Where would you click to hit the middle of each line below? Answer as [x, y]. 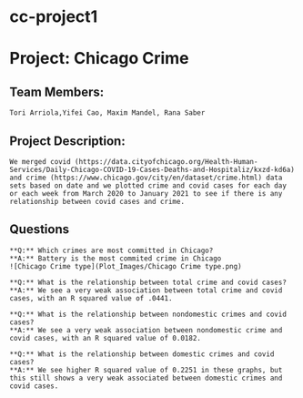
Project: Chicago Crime [99, 59]
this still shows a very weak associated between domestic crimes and [146, 378]
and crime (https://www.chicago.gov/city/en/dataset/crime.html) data [146, 178]
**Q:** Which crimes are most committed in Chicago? [111, 250]
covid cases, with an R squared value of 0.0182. [106, 338]
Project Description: [67, 141]
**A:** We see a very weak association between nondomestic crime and [146, 330]
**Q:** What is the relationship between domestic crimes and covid [142, 354]
